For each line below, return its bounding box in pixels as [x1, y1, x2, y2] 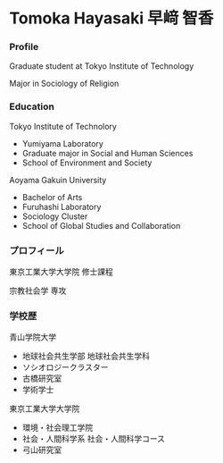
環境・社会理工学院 [21, 422, 94, 434]
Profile [9, 41, 39, 54]
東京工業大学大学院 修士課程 [9, 266, 113, 277]
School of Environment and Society [21, 157, 153, 168]
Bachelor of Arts [21, 191, 83, 202]
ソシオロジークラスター [21, 362, 109, 373]
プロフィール [9, 244, 64, 257]
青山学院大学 [9, 332, 56, 342]
